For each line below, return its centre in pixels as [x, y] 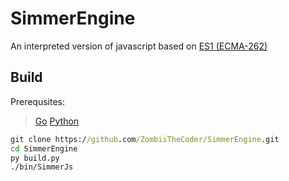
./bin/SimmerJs [42, 167]
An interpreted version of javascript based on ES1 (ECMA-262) [139, 46]
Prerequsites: [38, 101]
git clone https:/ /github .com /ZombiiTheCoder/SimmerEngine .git [145, 139]
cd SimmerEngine [44, 148]
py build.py [35, 158]
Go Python [57, 121]
